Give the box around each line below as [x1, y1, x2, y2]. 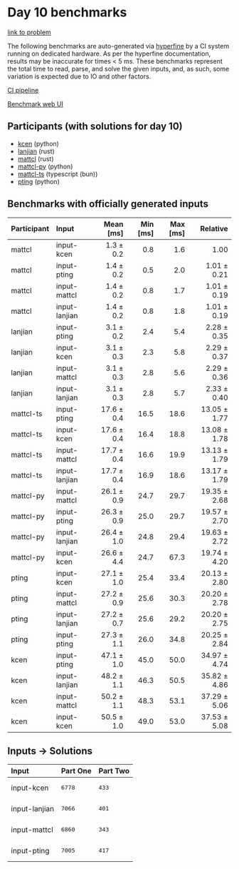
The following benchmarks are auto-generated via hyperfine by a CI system [7, 41, 230, 50]
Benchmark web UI [7, 99, 64, 108]
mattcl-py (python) [17, 162, 73, 171]
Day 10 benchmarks [7, 4, 127, 21]
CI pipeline [7, 86, 39, 94]
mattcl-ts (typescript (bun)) [17, 169, 98, 178]
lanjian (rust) [17, 147, 55, 156]
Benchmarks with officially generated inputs [7, 198, 208, 210]
